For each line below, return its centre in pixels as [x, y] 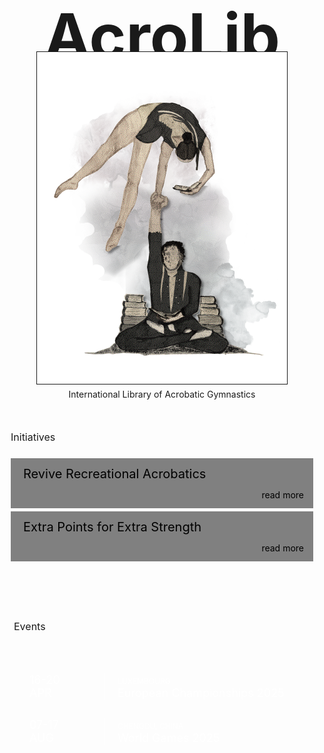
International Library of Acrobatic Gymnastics [162, 394]
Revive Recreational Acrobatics [115, 474]
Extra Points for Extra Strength [112, 527]
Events [29, 626]
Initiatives [33, 437]
